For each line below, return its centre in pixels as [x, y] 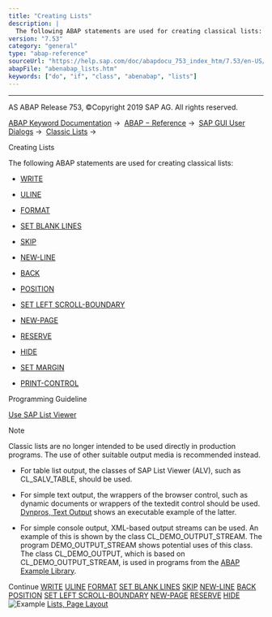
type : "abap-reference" [49, 54]
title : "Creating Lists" [50, 16]
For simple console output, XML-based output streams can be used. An [139, 528]
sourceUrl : [27, 62]
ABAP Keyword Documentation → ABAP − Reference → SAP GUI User [127, 123]
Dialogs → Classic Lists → [53, 132]
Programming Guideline [48, 399]
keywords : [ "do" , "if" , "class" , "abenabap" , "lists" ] [103, 76]
